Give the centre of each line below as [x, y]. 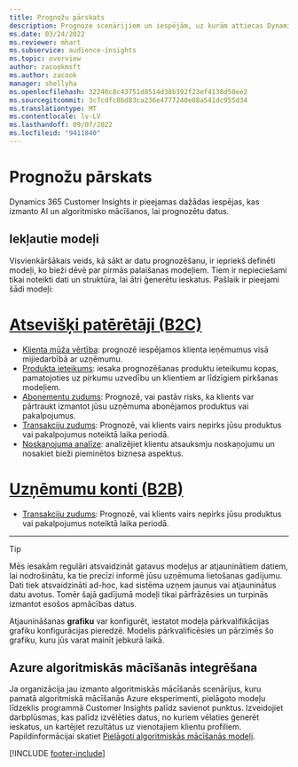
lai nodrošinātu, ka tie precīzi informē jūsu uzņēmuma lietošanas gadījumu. [146, 575]
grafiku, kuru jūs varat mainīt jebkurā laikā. [87, 640]
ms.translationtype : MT [53, 108]
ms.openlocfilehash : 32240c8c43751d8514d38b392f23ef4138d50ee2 [129, 92]
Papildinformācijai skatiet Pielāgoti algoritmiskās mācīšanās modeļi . [132, 736]
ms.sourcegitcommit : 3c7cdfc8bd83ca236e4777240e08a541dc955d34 [129, 100]
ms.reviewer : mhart [45, 42]
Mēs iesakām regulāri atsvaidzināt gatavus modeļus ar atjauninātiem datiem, [149, 566]
